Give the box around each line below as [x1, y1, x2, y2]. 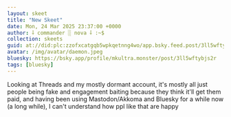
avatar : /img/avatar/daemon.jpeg [7, 49, 103, 56]
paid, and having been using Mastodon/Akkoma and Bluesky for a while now [7, 94, 224, 103]
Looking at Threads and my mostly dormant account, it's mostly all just [7, 80, 208, 88]
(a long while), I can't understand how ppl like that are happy [7, 102, 179, 110]
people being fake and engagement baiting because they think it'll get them [7, 87, 221, 96]
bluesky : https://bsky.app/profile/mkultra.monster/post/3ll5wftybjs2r [7, 55, 217, 62]
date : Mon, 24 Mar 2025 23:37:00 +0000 [7, 23, 122, 30]
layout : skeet [7, 10, 48, 17]
